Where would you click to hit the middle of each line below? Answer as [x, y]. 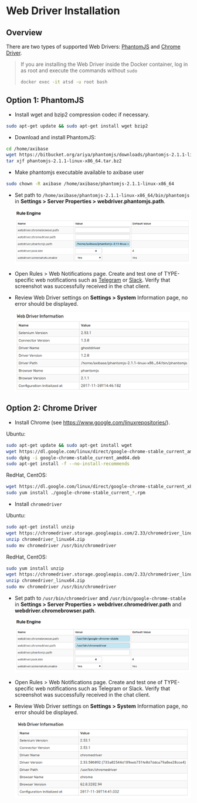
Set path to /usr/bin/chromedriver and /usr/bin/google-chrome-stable [100, 598]
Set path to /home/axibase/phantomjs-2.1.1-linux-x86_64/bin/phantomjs [102, 195]
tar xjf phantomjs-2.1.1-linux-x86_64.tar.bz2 [64, 161]
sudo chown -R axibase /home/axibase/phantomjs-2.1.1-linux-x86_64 [90, 184]
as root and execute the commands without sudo [79, 71]
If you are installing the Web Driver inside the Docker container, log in [104, 64]
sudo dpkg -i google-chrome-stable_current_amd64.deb [73, 458]
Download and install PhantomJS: [55, 137]
